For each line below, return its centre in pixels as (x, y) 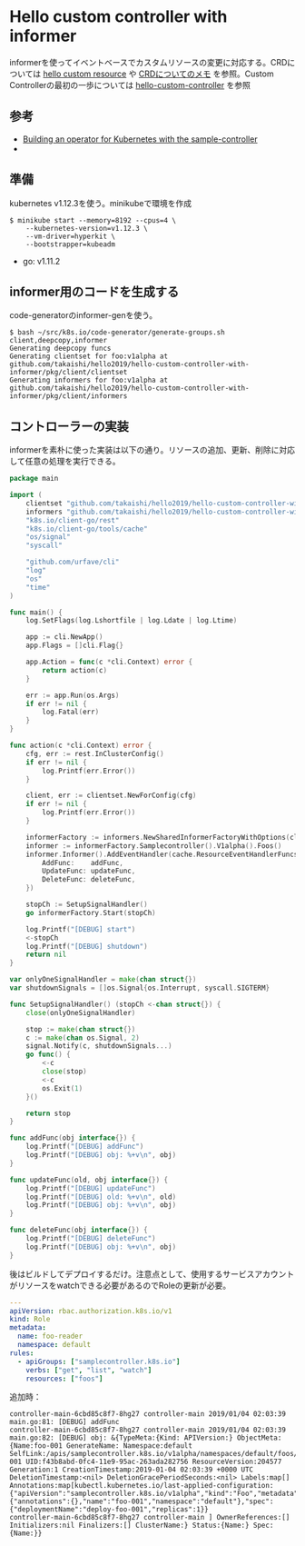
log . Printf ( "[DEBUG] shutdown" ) (87, 946)
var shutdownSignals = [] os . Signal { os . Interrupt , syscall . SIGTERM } (140, 988)
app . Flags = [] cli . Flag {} (75, 646)
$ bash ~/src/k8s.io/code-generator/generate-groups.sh (117, 333)
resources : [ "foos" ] (64, 1379)
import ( (26, 495)
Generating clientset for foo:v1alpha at (89, 356)
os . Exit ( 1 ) (63, 1088)
